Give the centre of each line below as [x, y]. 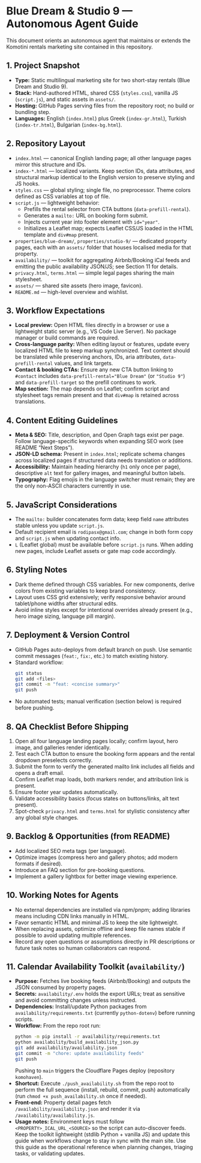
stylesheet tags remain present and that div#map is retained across [97, 395]
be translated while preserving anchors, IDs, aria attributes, [88, 357]
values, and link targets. [83, 363]
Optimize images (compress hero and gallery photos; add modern [96, 857]
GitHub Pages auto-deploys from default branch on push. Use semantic [103, 650]
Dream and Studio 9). [41, 86]
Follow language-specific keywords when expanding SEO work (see [99, 441]
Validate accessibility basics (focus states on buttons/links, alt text [97, 798]
